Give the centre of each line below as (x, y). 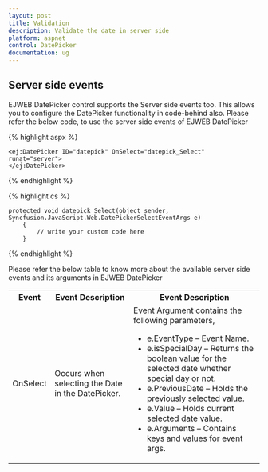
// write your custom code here (91, 232)
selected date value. (185, 418)
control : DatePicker (43, 46)
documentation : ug (39, 53)
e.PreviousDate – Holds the (198, 388)
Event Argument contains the (187, 310)
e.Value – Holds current (191, 408)
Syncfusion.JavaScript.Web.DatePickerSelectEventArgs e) (105, 218)
